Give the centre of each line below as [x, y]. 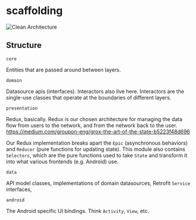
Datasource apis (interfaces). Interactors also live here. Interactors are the [95, 91]
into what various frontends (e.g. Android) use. [62, 161]
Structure [24, 45]
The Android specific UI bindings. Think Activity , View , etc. [78, 211]
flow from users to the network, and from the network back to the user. [92, 125]
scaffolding [35, 11]
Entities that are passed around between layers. [63, 70]
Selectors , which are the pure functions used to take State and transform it [97, 155]
